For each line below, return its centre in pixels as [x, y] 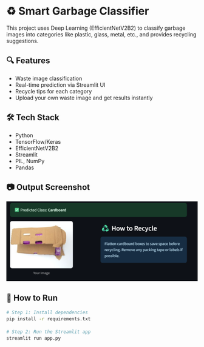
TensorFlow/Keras [38, 141]
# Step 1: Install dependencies [47, 313]
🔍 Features [28, 61]
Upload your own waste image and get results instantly [84, 98]
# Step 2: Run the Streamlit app [49, 332]
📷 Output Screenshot [48, 187]
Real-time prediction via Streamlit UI [60, 85]
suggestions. [22, 41]
